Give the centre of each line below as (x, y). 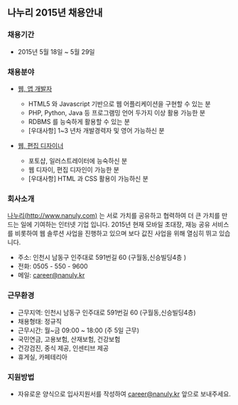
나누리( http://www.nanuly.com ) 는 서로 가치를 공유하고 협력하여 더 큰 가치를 (114, 216)
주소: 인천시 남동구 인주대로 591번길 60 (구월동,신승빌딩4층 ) (102, 258)
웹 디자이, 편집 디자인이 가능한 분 (74, 169)
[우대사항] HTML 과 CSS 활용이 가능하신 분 (88, 178)
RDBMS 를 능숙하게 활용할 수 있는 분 (79, 121)
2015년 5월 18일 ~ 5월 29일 (56, 51)
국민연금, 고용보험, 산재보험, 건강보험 (69, 339)
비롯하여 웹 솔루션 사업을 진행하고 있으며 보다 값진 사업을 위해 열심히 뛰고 (116, 233)
